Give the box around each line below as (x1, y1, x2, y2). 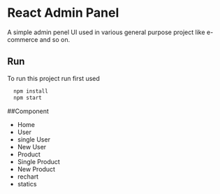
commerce (7, 35, 38, 43)
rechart (17, 172, 39, 181)
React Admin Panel (7, 5, 119, 21)
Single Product (17, 157, 61, 165)
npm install (13, 87, 49, 95)
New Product (17, 165, 56, 173)
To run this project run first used (7, 74, 100, 82)
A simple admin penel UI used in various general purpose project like (7, 28, 205, 36)
